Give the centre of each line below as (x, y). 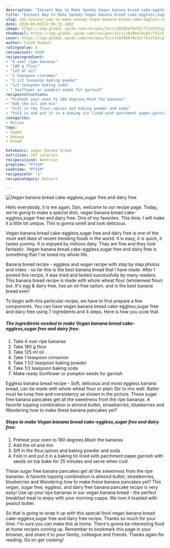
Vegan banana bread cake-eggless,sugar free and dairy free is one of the (82, 233)
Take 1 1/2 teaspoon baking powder (50, 363)
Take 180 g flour (30, 347)
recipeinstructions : (27, 94)
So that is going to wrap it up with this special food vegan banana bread (80, 513)
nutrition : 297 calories (32, 155)
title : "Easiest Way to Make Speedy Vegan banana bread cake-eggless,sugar (87, 15)
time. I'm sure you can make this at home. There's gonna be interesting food (85, 524)
